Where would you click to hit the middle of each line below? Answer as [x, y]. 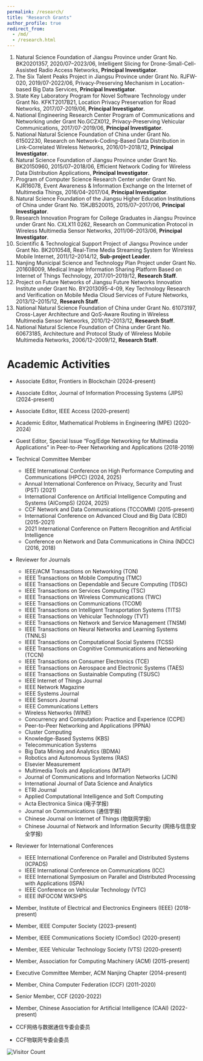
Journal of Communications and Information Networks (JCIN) [101, 777]
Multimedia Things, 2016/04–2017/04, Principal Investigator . [92, 192]
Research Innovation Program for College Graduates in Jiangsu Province [106, 218]
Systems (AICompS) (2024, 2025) [67, 503]
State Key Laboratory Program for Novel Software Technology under [101, 96]
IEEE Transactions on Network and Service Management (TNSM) [105, 622]
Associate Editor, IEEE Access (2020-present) [73, 411]
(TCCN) [34, 655]
